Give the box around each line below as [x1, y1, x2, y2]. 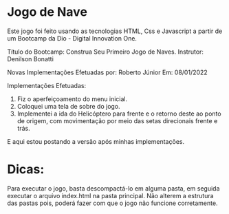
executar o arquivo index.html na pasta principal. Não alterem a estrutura [7, 191, 215, 200]
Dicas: [7, 162, 45, 178]
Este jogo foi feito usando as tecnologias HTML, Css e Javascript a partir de [7, 27, 223, 35]
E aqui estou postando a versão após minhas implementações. [7, 137, 184, 145]
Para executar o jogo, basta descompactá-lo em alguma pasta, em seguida [7, 184, 220, 193]
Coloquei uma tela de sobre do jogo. [17, 102, 120, 110]
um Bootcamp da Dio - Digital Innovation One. [7, 34, 138, 42]
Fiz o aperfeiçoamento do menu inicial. [17, 94, 128, 103]
